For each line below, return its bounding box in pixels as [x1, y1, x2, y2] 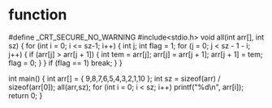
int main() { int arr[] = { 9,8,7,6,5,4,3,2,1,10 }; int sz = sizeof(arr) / [8, 73, 221, 83]
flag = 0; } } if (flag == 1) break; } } [8, 58, 123, 68]
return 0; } [8, 90, 43, 100]
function [8, 6, 67, 24]
